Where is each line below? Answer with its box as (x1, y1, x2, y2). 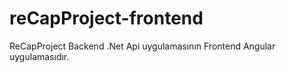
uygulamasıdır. (9, 50, 70, 62)
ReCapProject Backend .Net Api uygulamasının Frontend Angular (9, 40, 276, 52)
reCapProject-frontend (9, 7, 204, 30)
